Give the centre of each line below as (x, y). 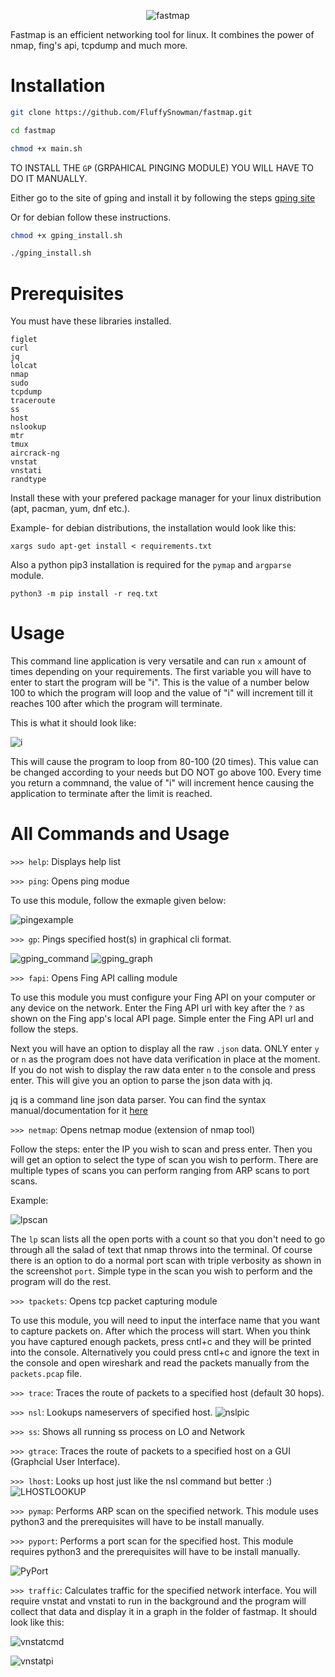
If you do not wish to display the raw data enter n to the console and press (163, 1070)
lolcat (24, 366)
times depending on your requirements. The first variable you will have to (161, 672)
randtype (28, 480)
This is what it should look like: (73, 723)
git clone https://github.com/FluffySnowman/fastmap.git (131, 112)
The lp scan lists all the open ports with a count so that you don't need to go (168, 1239)
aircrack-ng (35, 453)
